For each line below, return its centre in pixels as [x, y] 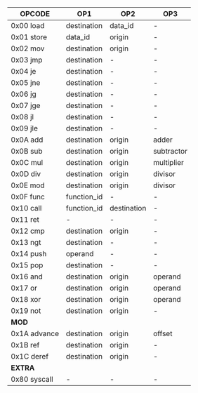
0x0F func [28, 197]
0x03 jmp [27, 60]
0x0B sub [27, 151]
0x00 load [28, 26]
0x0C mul [27, 162]
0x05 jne [26, 82]
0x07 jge [26, 106]
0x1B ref [25, 345]
